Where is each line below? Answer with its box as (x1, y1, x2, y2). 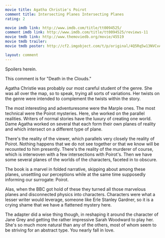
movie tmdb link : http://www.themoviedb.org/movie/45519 (5, 34, 124, 39)
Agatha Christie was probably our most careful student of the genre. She (5, 85, 152, 91)
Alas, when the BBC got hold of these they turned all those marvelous (5, 186, 146, 192)
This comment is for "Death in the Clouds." (5, 75, 92, 81)
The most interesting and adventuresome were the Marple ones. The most (5, 105, 156, 111)
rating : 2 (5, 16, 26, 21)
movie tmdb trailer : (5, 39, 48, 44)
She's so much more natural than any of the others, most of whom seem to (5, 222, 157, 228)
